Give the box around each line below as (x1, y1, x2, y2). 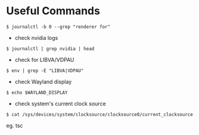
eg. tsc (6, 122, 23, 129)
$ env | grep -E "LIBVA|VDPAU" (6, 67, 84, 74)
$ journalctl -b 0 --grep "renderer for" (6, 24, 111, 30)
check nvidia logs (14, 34, 58, 41)
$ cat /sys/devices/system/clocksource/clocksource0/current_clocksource (6, 111, 194, 117)
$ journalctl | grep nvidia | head (6, 46, 95, 52)
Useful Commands (6, 4, 100, 18)
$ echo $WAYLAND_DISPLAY (6, 89, 68, 96)
